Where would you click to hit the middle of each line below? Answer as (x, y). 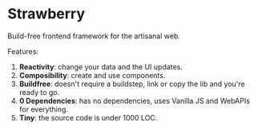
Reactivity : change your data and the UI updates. (101, 67)
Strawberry (46, 14)
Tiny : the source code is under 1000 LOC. (88, 117)
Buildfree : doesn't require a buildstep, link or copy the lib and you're (132, 84)
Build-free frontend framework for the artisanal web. (94, 36)
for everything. (44, 109)
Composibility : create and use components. (92, 75)
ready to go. (39, 92)
